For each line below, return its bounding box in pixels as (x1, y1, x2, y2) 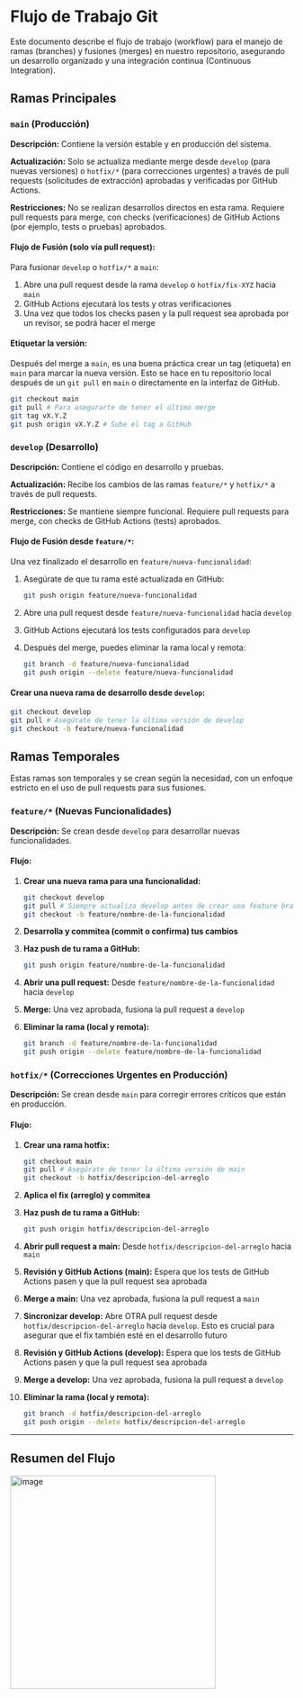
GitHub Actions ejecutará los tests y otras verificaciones (22, 298, 232, 309)
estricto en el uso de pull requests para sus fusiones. (10, 782, 207, 793)
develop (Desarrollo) (10, 441, 99, 454)
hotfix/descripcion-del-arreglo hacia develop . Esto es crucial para (22, 1321, 275, 1332)
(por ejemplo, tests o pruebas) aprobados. (10, 221, 167, 231)
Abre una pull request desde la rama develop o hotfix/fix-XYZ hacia (22, 279, 277, 290)
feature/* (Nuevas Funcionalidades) (10, 805, 172, 817)
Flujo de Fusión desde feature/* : (10, 536, 135, 546)
